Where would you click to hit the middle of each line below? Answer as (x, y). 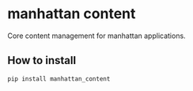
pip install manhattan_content (59, 79)
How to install (42, 61)
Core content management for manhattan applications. (97, 36)
